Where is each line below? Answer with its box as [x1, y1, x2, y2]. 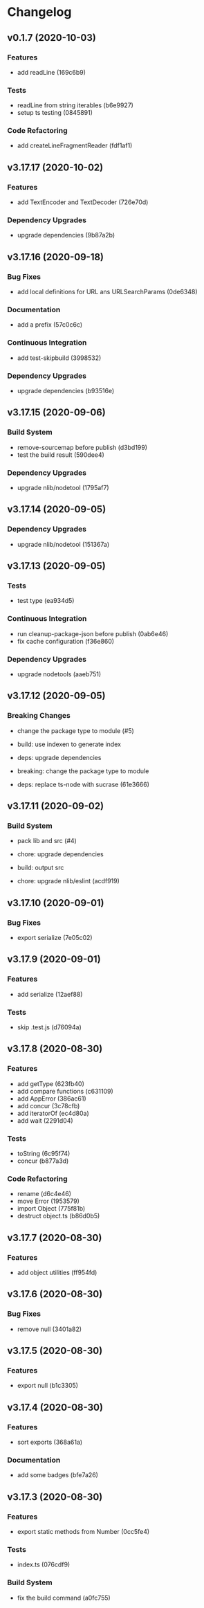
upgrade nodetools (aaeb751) [17, 669, 102, 678]
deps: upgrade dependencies [17, 753, 102, 761]
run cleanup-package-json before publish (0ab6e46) [17, 629, 169, 638]
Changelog [7, 4, 72, 20]
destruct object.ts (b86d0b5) [17, 1212, 100, 1220]
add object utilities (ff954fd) [17, 1268, 98, 1276]
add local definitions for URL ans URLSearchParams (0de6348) [17, 288, 198, 296]
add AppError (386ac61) [17, 1094, 86, 1103]
